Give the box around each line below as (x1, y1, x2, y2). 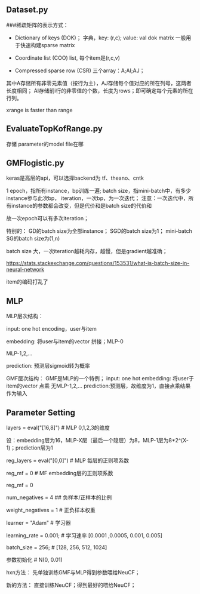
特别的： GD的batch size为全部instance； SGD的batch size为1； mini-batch (6, 227, 193, 235)
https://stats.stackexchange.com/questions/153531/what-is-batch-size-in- (6, 260, 190, 267)
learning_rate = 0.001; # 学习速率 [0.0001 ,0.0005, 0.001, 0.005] (6, 532, 163, 539)
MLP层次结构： (6, 313, 44, 320)
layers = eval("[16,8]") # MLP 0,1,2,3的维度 (6, 424, 110, 432)
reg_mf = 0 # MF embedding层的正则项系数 (6, 470, 113, 477)
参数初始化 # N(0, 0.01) (6, 556, 63, 564)
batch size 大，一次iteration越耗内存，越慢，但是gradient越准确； (6, 248, 168, 255)
